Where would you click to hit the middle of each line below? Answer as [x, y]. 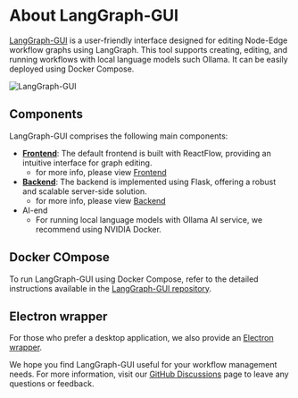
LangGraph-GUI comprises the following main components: [119, 136]
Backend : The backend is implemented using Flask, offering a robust [149, 182]
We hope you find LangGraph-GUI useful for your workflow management [143, 365]
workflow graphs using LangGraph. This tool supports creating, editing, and [149, 49]
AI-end [35, 210]
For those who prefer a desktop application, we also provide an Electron [141, 338]
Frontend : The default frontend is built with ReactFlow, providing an [147, 153]
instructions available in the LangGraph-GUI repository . [111, 288]
